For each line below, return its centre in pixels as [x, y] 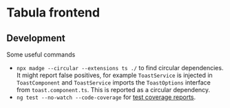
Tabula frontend [53, 13]
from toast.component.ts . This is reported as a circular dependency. [113, 90]
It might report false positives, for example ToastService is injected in [114, 75]
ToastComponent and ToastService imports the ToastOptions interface [113, 83]
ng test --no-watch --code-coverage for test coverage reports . [106, 97]
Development [36, 38]
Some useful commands [41, 54]
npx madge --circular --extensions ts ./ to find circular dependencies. [120, 68]
